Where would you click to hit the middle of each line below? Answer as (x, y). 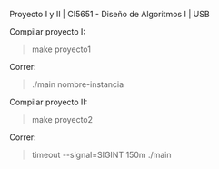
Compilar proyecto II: (49, 102)
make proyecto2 (62, 119)
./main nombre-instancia (78, 84)
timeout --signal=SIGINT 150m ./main (101, 155)
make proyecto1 (61, 49)
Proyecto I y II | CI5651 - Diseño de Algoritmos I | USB (110, 14)
